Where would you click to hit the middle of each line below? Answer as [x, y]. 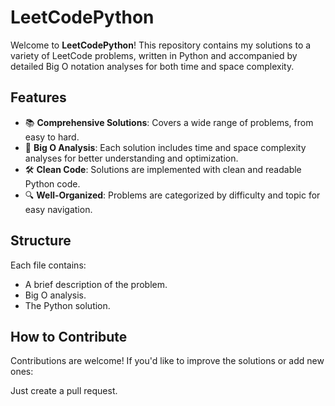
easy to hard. [52, 137]
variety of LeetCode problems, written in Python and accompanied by [154, 55]
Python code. [52, 183]
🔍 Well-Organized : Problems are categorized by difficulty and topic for [172, 195]
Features [38, 97]
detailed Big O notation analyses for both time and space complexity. [152, 66]
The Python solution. [67, 305]
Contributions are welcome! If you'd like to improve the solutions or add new [167, 361]
